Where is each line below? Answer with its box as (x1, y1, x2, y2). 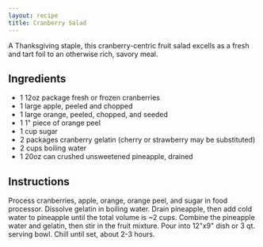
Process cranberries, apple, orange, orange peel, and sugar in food (8, 196, 228, 206)
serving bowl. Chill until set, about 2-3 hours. (8, 230, 155, 239)
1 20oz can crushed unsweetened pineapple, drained (19, 152, 193, 161)
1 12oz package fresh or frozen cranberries (19, 93, 161, 103)
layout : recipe (8, 11, 59, 20)
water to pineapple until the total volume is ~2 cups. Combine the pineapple (8, 213, 255, 222)
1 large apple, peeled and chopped (19, 101, 133, 111)
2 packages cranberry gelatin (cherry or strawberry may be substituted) (19, 135, 256, 145)
